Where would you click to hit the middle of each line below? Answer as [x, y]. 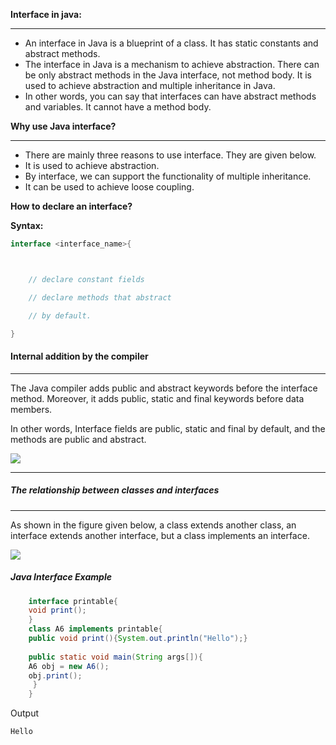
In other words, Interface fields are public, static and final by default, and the [168, 428]
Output [24, 713]
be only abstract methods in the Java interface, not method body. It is [168, 75]
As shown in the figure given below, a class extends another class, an [153, 525]
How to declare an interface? [71, 206]
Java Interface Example [61, 577]
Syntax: [27, 225]
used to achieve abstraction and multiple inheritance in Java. [150, 85]
